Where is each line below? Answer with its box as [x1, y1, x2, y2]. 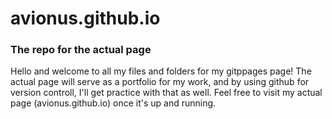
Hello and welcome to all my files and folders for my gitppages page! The [10, 65, 312, 77]
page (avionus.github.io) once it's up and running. [10, 97, 217, 109]
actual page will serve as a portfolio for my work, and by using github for [10, 76, 310, 88]
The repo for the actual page [10, 43, 152, 57]
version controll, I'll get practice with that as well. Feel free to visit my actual [10, 87, 323, 99]
